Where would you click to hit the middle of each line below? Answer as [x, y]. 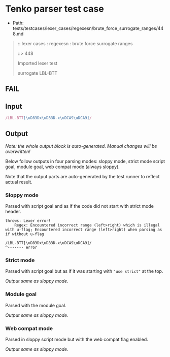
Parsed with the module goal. [36, 305]
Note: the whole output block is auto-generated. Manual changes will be [81, 146]
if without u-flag [25, 234]
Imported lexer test [37, 63]
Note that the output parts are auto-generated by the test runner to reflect [82, 176]
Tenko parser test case [55, 9]
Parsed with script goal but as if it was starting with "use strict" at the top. [84, 271]
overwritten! [18, 151]
